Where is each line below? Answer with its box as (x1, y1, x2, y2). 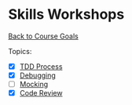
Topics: (8, 46, 32, 56)
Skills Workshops (8, 5, 125, 24)
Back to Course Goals (8, 31, 79, 41)
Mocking (19, 80, 49, 89)
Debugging (19, 71, 57, 80)
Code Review (19, 89, 63, 98)
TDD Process (19, 61, 63, 71)
